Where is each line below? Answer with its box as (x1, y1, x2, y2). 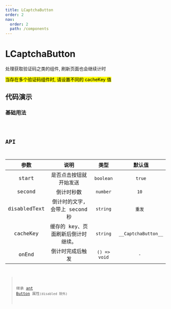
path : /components (10, 26, 49, 32)
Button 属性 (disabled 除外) (16, 291, 68, 296)
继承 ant (16, 286, 33, 291)
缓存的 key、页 (50, 223, 88, 230)
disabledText (8, 205, 45, 212)
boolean (94, 175, 113, 181)
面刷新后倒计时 (51, 231, 88, 237)
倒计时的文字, (52, 198, 86, 205)
